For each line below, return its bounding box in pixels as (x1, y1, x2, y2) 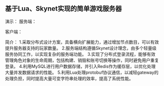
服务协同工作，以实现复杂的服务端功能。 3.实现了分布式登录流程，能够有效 (5, 51, 156, 57)
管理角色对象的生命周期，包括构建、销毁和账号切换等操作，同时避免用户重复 (5, 57, 159, 63)
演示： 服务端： (5, 18, 37, 24)
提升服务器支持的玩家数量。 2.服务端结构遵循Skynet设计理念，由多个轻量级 (5, 45, 157, 51)
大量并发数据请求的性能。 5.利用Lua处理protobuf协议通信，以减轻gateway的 (5, 69, 159, 75)
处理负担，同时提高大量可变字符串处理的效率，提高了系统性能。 (5, 75, 133, 81)
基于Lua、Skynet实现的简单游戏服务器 (5, 4, 122, 13)
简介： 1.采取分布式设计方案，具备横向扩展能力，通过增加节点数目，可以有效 (5, 39, 159, 45)
